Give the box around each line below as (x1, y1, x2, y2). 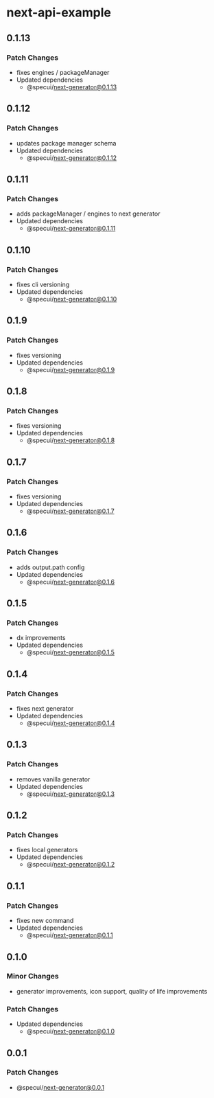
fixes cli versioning (16, 280, 70, 288)
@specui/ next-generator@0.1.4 (26, 719, 115, 727)
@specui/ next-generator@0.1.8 (26, 436, 115, 444)
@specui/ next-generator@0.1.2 (26, 860, 115, 869)
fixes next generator (16, 705, 74, 713)
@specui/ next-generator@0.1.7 (26, 507, 115, 515)
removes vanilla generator (16, 775, 91, 784)
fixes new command (16, 917, 74, 925)
